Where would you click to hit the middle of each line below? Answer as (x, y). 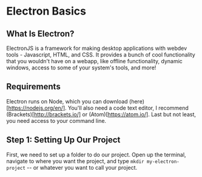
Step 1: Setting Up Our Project (63, 140)
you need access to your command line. (56, 120)
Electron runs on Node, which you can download (67, 101)
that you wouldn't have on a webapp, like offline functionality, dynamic (95, 61)
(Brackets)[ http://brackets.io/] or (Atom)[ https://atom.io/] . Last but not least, (101, 114)
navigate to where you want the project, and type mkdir (75, 161)
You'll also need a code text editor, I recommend (128, 108)
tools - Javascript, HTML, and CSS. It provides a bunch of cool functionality (101, 55)
